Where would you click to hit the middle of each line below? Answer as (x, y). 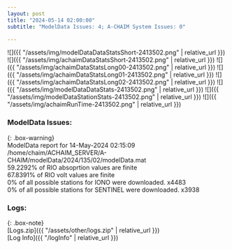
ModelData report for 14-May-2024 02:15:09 (71, 145)
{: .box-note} (26, 222)
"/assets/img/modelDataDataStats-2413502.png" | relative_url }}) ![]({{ (118, 90)
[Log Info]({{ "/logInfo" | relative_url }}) (63, 237)
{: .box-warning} (31, 137)
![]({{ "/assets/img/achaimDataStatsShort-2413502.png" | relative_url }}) (111, 60)
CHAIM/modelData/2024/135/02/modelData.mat (77, 160)
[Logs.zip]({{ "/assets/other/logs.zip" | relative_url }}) (84, 230)
